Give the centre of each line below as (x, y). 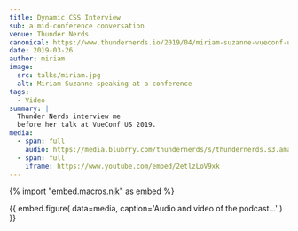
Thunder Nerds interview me (69, 116)
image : (21, 68)
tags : (19, 92)
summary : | (29, 108)
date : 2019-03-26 (41, 51)
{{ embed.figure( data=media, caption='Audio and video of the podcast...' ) (146, 209)
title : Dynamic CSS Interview (65, 17)
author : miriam (37, 59)
